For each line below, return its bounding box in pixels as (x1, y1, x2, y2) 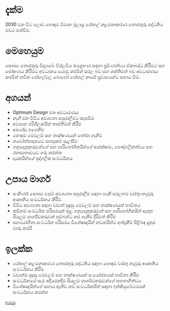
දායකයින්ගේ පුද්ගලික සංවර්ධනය (12, 155, 73, 161)
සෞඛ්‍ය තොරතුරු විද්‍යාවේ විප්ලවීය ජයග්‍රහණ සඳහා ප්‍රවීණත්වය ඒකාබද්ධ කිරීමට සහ (5, 62, 165, 68)
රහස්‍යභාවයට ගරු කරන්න (12, 149, 62, 155)
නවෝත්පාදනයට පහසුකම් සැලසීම (12, 138, 78, 144)
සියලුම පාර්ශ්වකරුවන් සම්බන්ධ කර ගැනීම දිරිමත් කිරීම (12, 213, 116, 219)
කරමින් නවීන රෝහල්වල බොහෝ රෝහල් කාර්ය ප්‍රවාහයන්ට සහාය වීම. (5, 73, 141, 80)
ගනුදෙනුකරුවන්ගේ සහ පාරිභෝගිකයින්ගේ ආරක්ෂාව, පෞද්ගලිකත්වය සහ (12, 143, 153, 149)
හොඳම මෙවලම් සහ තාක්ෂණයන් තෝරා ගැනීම (12, 132, 103, 138)
